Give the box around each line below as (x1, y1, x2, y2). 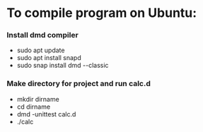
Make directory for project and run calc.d (6, 79, 151, 89)
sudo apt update (16, 46, 65, 54)
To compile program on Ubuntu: (6, 5, 197, 21)
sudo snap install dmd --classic (16, 61, 109, 70)
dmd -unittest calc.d (16, 109, 76, 118)
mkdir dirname (16, 95, 59, 103)
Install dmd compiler (6, 30, 79, 40)
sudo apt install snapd (16, 54, 82, 62)
